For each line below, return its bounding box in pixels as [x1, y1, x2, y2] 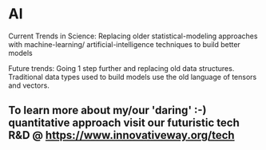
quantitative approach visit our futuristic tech [8, 116, 240, 130]
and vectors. [8, 81, 50, 90]
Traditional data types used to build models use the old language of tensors [8, 72, 257, 81]
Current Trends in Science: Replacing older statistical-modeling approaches [8, 31, 258, 41]
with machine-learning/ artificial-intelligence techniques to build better [8, 39, 241, 49]
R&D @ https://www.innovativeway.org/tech [8, 128, 235, 142]
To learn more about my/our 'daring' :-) [8, 104, 207, 117]
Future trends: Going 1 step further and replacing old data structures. [8, 63, 235, 73]
